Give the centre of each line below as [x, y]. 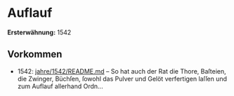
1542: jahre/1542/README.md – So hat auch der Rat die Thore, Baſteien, [122, 71]
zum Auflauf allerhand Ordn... [60, 86]
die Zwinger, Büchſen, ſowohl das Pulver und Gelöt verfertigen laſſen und [122, 78]
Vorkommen [35, 54]
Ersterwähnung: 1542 [39, 32]
